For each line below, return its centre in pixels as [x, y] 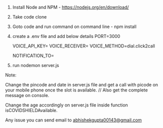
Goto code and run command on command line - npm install [74, 26]
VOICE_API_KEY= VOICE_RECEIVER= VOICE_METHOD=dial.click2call [83, 46]
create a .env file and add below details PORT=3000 [66, 36]
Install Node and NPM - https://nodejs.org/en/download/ [70, 7]
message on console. [27, 95]
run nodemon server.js [35, 65]
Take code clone [29, 17]
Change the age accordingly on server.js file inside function [67, 105]
